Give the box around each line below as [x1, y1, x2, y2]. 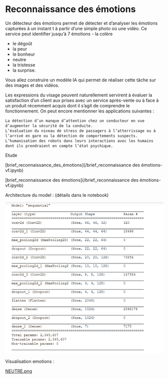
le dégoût [12, 40, 33, 46]
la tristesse [12, 62, 36, 68]
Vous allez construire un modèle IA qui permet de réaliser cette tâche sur [5, 77, 156, 83]
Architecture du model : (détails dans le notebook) [5, 192, 109, 198]
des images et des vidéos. [5, 82, 60, 88]
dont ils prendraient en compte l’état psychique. [5, 143, 113, 149]
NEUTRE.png [5, 368, 33, 374]
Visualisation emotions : [5, 358, 55, 364]
